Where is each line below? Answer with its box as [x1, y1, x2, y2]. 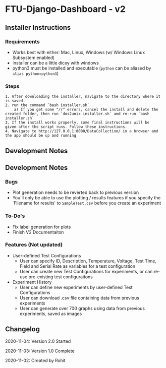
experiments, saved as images [19, 310, 82, 316]
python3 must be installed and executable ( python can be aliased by [12, 65, 151, 71]
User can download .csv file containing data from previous [19, 295, 140, 301]
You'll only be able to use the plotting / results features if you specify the [12, 195, 161, 201]
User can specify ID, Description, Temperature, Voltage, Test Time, [19, 258, 157, 264]
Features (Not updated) [5, 242, 63, 248]
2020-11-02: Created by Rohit [5, 357, 66, 363]
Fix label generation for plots [12, 224, 71, 230]
